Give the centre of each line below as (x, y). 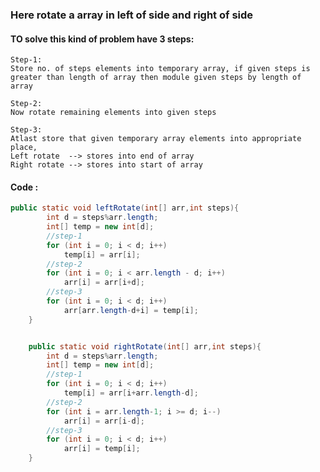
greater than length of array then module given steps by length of (156, 78)
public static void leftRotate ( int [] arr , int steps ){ (125, 208)
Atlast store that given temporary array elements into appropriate (156, 139)
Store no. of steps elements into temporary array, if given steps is (160, 69)
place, (24, 148)
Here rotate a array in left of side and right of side (132, 15)
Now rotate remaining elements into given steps (113, 113)
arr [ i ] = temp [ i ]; (102, 449)
